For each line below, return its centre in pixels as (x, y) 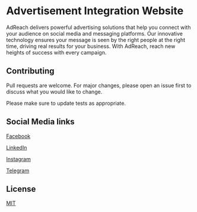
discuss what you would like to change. (54, 91)
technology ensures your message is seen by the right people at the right (96, 40)
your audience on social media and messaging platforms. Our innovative (94, 33)
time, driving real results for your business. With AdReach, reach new (91, 46)
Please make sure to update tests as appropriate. (66, 103)
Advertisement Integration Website (95, 11)
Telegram (18, 171)
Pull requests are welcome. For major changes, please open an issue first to (99, 85)
